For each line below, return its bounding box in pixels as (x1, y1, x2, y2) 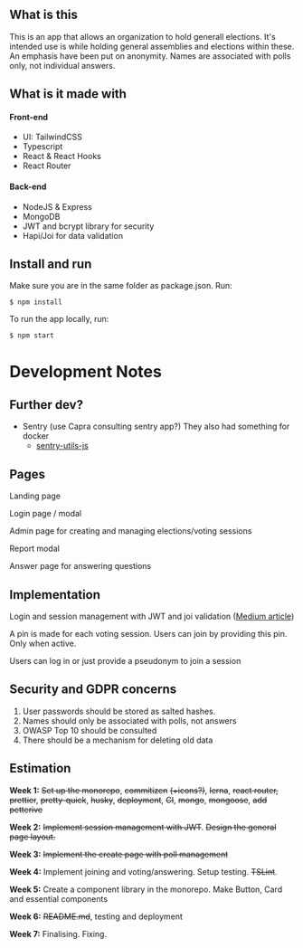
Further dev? (9, 397, 84, 412)
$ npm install (9, 298, 63, 307)
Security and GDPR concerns (9, 682, 177, 697)
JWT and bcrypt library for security (22, 221, 155, 232)
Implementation (9, 587, 101, 602)
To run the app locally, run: (9, 314, 109, 325)
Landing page (9, 490, 62, 501)
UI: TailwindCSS (22, 131, 83, 143)
